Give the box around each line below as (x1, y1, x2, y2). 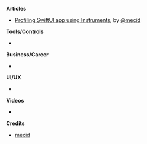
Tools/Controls (6, 28, 44, 35)
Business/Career (6, 51, 49, 58)
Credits (6, 120, 25, 127)
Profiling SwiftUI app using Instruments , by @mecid (14, 17, 141, 23)
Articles (6, 5, 27, 12)
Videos (6, 97, 24, 104)
